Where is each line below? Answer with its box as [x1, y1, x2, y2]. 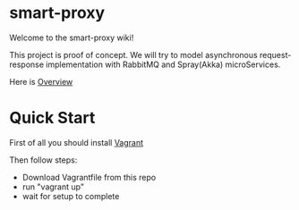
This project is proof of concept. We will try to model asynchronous [9, 49, 258, 60]
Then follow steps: [9, 155, 78, 165]
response [9, 59, 45, 70]
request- [259, 49, 292, 60]
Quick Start [9, 108, 96, 128]
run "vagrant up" [21, 181, 85, 192]
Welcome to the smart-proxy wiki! [9, 32, 134, 43]
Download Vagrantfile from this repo [21, 172, 157, 182]
